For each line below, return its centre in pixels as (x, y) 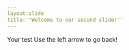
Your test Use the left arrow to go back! (62, 39)
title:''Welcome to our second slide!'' (66, 20)
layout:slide (26, 13)
